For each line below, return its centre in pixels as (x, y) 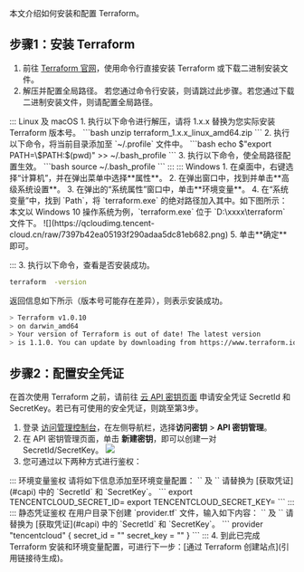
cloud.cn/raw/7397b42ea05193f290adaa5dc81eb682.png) (119, 234)
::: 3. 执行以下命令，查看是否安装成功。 (82, 264)
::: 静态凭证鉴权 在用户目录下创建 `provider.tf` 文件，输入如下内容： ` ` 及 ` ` (147, 513)
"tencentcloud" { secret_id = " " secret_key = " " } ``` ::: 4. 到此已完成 (135, 535)
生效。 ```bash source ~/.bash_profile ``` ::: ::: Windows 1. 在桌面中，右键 (152, 167)
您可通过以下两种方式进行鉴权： (82, 461)
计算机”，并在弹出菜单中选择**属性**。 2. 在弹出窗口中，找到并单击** (152, 177)
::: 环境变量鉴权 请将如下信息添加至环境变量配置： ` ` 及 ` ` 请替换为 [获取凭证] (152, 481)
